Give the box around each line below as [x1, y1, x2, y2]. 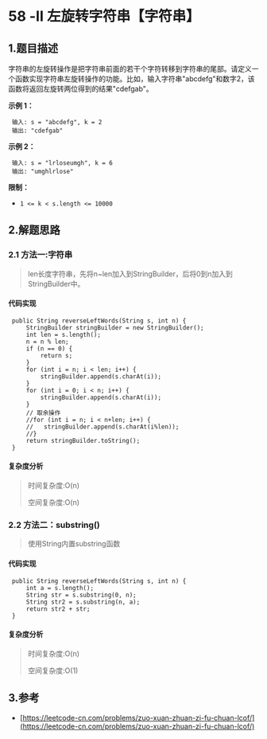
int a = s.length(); [25, 584, 94, 592]
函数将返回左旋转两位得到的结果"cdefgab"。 [8, 84, 153, 93]
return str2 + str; [25, 604, 91, 613]
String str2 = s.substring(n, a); [25, 598, 141, 606]
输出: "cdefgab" [11, 127, 64, 135]
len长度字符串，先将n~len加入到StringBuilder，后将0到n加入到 [27, 268, 233, 279]
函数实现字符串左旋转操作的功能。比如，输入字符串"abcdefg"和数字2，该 [14, 74, 256, 84]
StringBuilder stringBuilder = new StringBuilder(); [25, 323, 204, 331]
